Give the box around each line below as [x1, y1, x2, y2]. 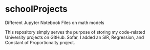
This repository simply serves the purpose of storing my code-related [5, 29, 146, 35]
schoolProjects [5, 3, 68, 15]
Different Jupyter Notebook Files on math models [5, 20, 105, 25]
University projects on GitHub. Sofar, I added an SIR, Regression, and [5, 34, 144, 40]
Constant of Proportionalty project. [5, 39, 75, 45]
